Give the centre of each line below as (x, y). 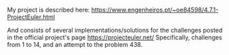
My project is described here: (49, 10)
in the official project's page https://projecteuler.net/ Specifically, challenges (114, 37)
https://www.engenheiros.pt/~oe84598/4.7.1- (155, 10)
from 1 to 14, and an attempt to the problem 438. (75, 44)
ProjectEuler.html (31, 17)
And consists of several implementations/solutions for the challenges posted (115, 30)
